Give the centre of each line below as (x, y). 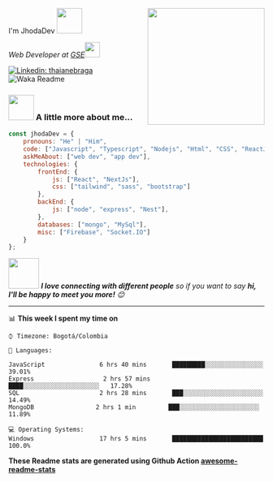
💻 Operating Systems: (46, 430)
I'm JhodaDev (32, 31)
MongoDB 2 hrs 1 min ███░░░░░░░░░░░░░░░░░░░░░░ (134, 407)
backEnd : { (56, 202)
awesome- (219, 461)
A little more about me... (84, 117)
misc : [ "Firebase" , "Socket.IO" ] (94, 232)
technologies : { (51, 164)
